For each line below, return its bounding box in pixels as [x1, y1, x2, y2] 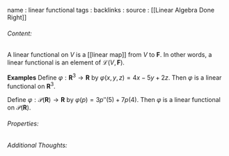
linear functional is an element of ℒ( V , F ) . [7, 58, 125, 67]
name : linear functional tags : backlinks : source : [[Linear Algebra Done [7, 6, 214, 14]
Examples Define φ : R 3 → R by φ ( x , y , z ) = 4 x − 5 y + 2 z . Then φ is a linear [7, 72, 222, 82]
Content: [7, 29, 33, 37]
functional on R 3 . [7, 80, 56, 90]
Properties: [7, 119, 39, 128]
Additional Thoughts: [7, 141, 68, 149]
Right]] [7, 13, 27, 21]
